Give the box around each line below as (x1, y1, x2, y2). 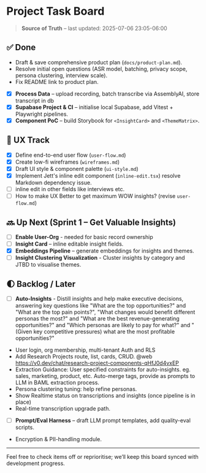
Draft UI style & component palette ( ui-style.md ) (15, 165, 139, 172)
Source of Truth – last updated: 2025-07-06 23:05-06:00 (21, 25, 167, 32)
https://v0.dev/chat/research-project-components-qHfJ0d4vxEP (15, 360, 180, 367)
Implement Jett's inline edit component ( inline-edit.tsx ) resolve (15, 172, 181, 179)
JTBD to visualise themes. (15, 261, 82, 268)
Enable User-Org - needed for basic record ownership (15, 233, 153, 240)
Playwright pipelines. (15, 110, 69, 118)
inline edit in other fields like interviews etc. (15, 186, 125, 192)
